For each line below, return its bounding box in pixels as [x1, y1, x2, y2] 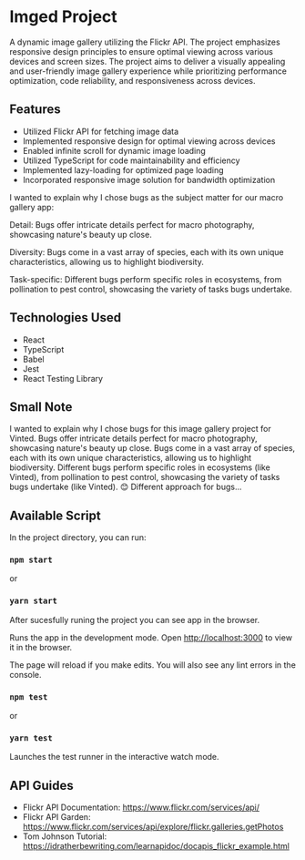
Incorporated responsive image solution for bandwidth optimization [22, 174, 276, 185]
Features [9, 102, 61, 118]
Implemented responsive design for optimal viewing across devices [22, 135, 276, 147]
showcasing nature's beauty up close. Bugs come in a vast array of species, [9, 443, 296, 454]
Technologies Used [9, 310, 121, 325]
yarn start [9, 596, 57, 607]
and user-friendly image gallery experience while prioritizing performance [9, 66, 287, 77]
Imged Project [9, 6, 118, 27]
